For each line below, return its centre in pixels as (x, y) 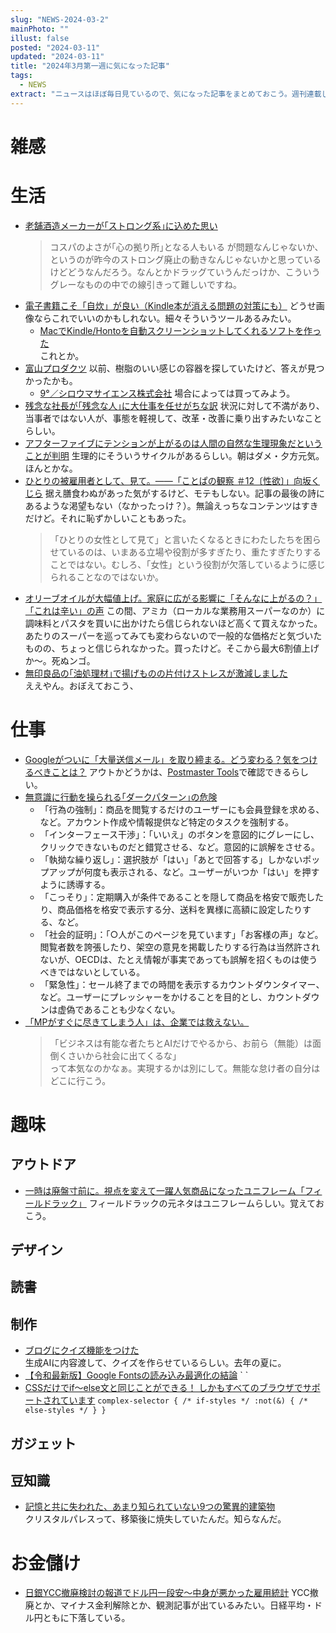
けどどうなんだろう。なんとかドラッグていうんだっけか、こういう (185, 272)
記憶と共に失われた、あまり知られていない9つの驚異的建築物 (150, 1507)
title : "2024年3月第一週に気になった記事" (90, 66)
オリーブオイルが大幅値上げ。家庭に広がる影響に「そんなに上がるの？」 (173, 598)
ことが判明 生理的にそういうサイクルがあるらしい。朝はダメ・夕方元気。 (174, 455)
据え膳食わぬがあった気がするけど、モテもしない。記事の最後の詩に (185, 493)
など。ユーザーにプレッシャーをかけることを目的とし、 (153, 997)
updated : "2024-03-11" (57, 57)
